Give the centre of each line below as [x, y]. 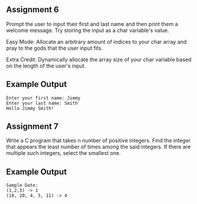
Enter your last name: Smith [42, 103]
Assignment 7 [32, 127]
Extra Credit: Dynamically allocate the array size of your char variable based [99, 59]
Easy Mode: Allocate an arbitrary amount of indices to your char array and [96, 41]
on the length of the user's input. [46, 66]
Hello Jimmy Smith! [30, 108]
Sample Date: [22, 186]
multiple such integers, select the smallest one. [64, 153]
